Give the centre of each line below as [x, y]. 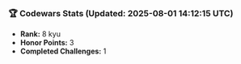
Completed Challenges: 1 [63, 51]
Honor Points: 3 [47, 43]
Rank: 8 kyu [40, 34]
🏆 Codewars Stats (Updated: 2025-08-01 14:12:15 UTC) [121, 13]
